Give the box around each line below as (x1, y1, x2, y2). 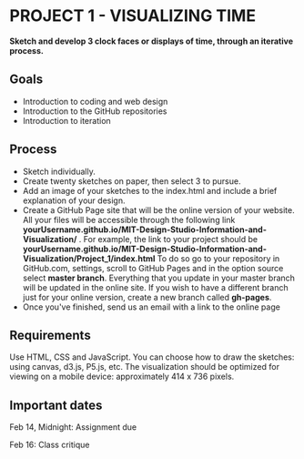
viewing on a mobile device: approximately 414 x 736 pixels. (9, 371, 235, 382)
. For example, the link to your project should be (78, 233, 258, 244)
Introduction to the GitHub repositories (22, 106, 167, 117)
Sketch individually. (22, 166, 96, 177)
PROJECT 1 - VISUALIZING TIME (9, 5, 257, 26)
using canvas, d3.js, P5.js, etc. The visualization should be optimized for (9, 362, 280, 372)
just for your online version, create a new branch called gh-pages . (22, 291, 272, 302)
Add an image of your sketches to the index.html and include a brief (22, 185, 278, 196)
